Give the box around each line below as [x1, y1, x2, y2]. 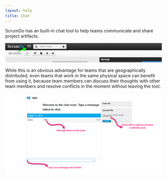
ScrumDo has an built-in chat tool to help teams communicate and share [5, 27, 154, 33]
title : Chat [5, 13, 30, 18]
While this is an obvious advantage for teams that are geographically [5, 67, 146, 73]
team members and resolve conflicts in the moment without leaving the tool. [5, 83, 161, 89]
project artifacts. [5, 33, 39, 39]
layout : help [5, 8, 32, 13]
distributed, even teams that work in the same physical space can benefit [5, 72, 156, 78]
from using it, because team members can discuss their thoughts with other [5, 78, 161, 84]
